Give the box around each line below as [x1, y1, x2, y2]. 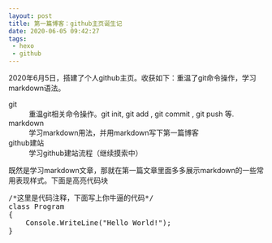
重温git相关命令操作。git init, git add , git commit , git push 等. [28, 109, 235, 119]
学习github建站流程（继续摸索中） [28, 148, 143, 158]
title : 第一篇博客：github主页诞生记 [8, 20, 123, 28]
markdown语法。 [8, 83, 66, 93]
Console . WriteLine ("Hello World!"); [25, 219, 172, 228]
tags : [8, 34, 27, 43]
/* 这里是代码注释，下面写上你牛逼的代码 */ [8, 193, 154, 202]
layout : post [8, 11, 53, 20]
